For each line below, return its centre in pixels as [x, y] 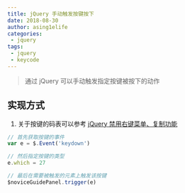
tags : [15, 47]
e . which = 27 [27, 163]
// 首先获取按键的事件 [36, 137]
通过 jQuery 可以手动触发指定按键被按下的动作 [92, 81]
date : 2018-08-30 [33, 21]
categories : [25, 34]
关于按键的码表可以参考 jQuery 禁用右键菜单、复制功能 [97, 124]
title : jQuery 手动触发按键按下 [51, 14]
